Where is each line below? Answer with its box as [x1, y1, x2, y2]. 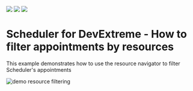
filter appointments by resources [6, 40, 174, 54]
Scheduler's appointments [6, 66, 72, 73]
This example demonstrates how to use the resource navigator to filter [6, 60, 180, 67]
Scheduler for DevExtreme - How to [6, 28, 188, 41]
